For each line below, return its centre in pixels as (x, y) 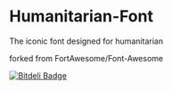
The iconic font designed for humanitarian (86, 41)
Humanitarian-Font (82, 16)
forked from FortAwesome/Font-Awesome (86, 58)
